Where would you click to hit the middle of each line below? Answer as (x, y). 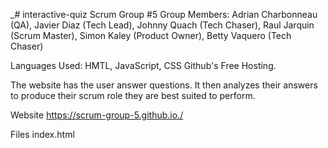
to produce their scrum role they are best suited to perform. (133, 95)
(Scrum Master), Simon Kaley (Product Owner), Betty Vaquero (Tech (151, 35)
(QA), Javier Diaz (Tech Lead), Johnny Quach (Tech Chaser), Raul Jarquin (162, 25)
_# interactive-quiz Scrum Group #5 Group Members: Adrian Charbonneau (164, 14)
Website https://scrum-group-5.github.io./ (97, 115)
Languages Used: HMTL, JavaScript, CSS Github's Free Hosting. (143, 65)
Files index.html (42, 134)
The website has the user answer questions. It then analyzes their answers (164, 85)
